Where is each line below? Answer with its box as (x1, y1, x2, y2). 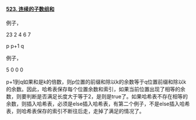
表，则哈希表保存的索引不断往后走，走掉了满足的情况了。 (6, 108, 145, 115)
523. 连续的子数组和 (6, 5, 54, 12)
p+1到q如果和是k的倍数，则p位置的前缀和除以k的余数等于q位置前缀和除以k (6, 78, 187, 85)
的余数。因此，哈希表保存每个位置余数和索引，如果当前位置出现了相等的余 (6, 85, 185, 93)
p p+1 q (6, 43, 25, 50)
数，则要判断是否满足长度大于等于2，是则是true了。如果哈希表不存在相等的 (6, 93, 188, 100)
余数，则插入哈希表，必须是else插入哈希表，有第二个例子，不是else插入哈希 (6, 100, 190, 108)
